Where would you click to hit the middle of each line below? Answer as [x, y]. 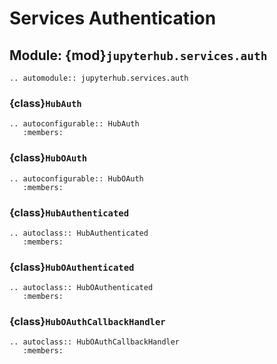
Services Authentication [113, 18]
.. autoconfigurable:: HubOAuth [76, 178]
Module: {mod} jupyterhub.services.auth [138, 55]
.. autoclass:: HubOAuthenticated [81, 288]
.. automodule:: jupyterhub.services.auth [99, 78]
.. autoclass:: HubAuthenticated [79, 233]
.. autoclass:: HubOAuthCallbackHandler [95, 342]
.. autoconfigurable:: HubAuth [74, 124]
